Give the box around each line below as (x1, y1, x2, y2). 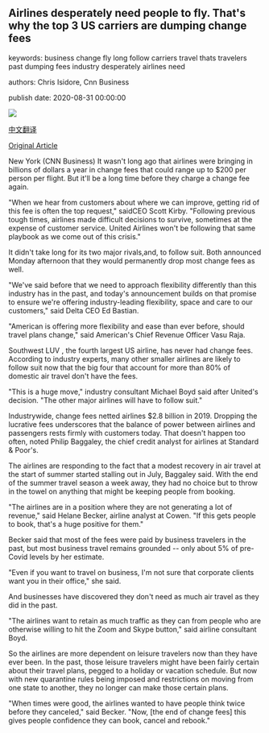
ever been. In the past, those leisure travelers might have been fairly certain (8, 656, 259, 667)
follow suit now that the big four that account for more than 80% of (8, 362, 231, 372)
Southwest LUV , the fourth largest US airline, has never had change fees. (8, 346, 254, 355)
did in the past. (8, 600, 58, 610)
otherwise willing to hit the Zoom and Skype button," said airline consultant (8, 624, 257, 634)
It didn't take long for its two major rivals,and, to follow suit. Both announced (8, 247, 262, 257)
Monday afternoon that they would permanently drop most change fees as (8, 255, 255, 265)
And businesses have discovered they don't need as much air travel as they (8, 591, 259, 601)
